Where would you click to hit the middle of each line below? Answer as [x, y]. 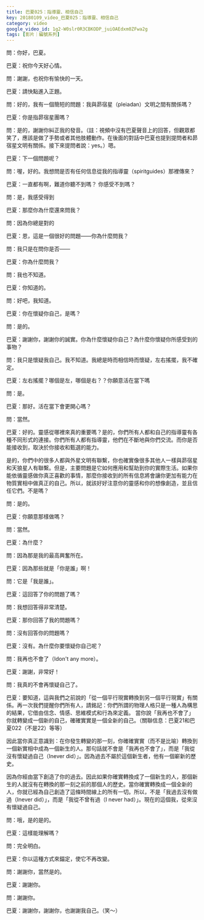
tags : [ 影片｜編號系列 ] [33, 35]
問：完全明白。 [25, 846]
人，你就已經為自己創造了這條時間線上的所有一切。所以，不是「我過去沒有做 [102, 792]
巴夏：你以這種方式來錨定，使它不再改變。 [59, 859]
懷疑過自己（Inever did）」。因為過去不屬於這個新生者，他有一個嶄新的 [104, 756]
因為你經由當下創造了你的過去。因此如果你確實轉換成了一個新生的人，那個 [99, 777]
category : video [27, 23]
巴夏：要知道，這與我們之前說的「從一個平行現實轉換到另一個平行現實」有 [99, 698]
